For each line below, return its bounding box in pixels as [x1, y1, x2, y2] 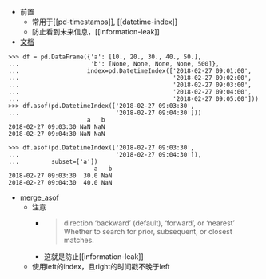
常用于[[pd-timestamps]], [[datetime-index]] [31, 17, 178, 26]
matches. [63, 235, 94, 245]
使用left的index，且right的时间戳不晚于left [31, 262, 170, 271]
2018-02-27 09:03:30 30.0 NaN [8, 172, 113, 180]
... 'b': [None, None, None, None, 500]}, [8, 60, 220, 68]
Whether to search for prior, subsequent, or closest [63, 227, 233, 236]
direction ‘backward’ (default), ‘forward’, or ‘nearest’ [63, 218, 236, 228]
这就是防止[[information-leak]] [43, 252, 144, 261]
